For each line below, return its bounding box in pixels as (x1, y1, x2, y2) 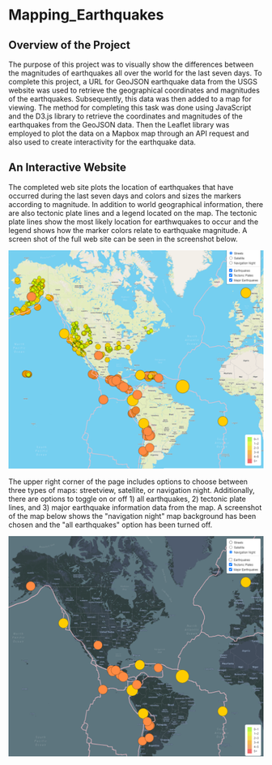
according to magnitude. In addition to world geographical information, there (8, 199, 264, 209)
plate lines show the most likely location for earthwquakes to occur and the (8, 217, 259, 227)
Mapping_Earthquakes (8, 6, 164, 24)
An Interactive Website (8, 161, 127, 175)
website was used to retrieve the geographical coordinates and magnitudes (8, 85, 261, 95)
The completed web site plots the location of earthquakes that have (8, 182, 234, 192)
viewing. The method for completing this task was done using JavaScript (8, 103, 252, 112)
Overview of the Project (8, 38, 131, 52)
